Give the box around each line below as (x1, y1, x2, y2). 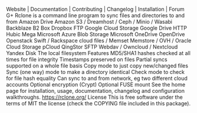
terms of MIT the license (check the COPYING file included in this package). (6, 100, 191, 106)
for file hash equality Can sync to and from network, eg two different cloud (6, 75, 188, 82)
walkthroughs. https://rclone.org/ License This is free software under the (6, 93, 183, 101)
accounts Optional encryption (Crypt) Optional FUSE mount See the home (6, 81, 186, 88)
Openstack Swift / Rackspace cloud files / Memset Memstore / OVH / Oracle (6, 37, 192, 44)
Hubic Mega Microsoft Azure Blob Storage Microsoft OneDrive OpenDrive (6, 31, 185, 38)
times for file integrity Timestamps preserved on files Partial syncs (6, 56, 168, 63)
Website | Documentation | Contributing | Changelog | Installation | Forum (6, 6, 185, 12)
